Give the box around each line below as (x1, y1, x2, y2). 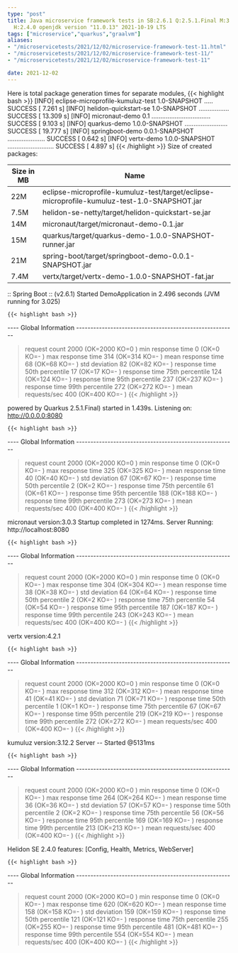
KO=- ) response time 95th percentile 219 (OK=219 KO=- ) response (24, 709, 223, 718)
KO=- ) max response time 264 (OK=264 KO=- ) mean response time (24, 793, 227, 802)
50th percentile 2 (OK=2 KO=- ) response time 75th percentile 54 (24, 595, 215, 604)
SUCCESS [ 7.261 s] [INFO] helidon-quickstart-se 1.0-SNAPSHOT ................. (7, 104, 229, 112)
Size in (11, 166, 35, 176)
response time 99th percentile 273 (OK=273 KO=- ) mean (24, 496, 193, 505)
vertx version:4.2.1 (7, 631, 61, 640)
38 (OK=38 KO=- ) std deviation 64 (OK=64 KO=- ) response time (24, 587, 217, 597)
